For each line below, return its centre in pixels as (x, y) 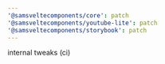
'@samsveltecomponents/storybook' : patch (77, 30)
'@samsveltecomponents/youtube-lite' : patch (82, 23)
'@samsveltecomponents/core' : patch (68, 15)
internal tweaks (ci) (39, 53)
